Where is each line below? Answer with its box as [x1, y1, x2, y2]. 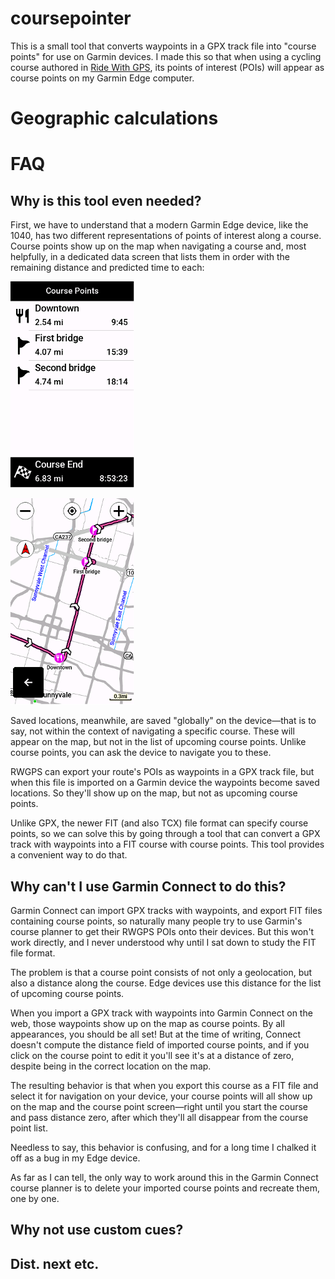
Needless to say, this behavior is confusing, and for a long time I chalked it [10, 1141, 317, 1153]
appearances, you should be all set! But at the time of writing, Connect [10, 1028, 301, 1040]
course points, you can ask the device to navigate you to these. [10, 747, 272, 759]
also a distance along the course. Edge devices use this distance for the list [10, 977, 322, 989]
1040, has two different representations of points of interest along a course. [10, 230, 322, 242]
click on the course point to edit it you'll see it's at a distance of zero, [10, 1049, 295, 1061]
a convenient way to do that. [10, 849, 128, 861]
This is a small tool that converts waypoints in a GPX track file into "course [10, 40, 317, 52]
